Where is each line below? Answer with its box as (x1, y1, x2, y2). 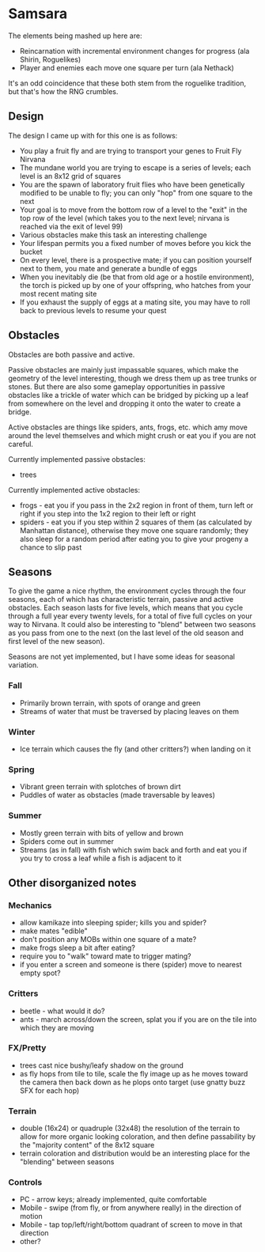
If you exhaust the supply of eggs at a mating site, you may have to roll (19, 297, 251, 307)
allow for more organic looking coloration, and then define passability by (19, 1132, 256, 1141)
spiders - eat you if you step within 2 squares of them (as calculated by (19, 517, 252, 527)
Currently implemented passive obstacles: (8, 454, 146, 463)
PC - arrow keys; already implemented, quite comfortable (19, 1195, 207, 1205)
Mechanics (8, 899, 52, 910)
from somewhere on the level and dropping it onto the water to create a (8, 399, 241, 408)
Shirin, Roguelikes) (19, 55, 81, 64)
